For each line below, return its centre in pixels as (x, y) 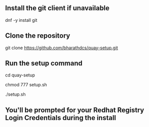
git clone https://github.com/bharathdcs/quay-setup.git (62, 48)
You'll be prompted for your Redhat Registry (75, 110)
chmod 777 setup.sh (26, 85)
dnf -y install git (21, 20)
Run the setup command (44, 63)
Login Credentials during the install (61, 118)
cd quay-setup (20, 75)
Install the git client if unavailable (57, 8)
